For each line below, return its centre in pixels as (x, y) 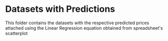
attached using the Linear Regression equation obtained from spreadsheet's (84, 28)
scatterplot (16, 33)
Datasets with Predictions (60, 9)
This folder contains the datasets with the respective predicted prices (77, 23)
